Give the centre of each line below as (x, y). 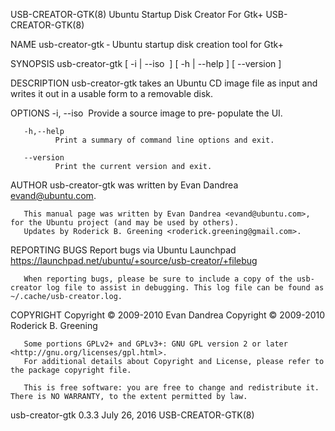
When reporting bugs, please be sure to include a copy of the (158, 279)
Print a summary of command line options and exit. (164, 140)
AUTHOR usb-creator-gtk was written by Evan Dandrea (124, 185)
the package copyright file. (71, 370)
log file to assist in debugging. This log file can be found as (185, 288)
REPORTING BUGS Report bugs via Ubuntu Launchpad (123, 250)
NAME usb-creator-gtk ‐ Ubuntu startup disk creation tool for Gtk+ (147, 44)
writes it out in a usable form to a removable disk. (112, 93)
